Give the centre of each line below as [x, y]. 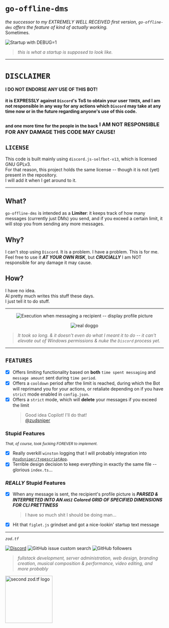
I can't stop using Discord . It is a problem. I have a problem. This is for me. [82, 252]
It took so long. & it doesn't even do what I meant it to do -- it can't [87, 335]
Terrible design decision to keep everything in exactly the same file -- [84, 464]
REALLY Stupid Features [35, 483]
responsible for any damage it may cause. [49, 263]
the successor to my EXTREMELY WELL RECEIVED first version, [71, 22]
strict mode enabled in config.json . [51, 394]
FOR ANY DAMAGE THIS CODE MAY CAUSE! [60, 132]
